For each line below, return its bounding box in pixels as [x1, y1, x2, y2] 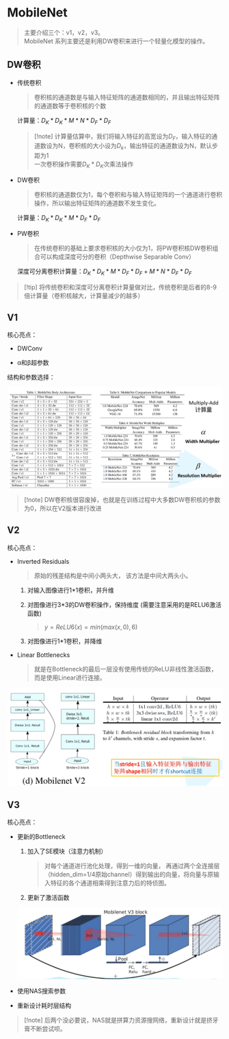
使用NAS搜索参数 [16, 987, 66, 995]
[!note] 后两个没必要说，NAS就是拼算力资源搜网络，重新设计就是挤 [23, 1016, 213, 1025]
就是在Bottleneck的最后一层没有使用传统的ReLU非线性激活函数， [33, 665, 217, 673]
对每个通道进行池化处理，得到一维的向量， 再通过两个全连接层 [44, 862, 220, 870]
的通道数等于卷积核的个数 [33, 101, 107, 110]
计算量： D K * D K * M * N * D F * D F [16, 116, 111, 126]
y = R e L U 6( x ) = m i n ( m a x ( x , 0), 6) [44, 623, 138, 631]
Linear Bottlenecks [16, 650, 70, 659]
